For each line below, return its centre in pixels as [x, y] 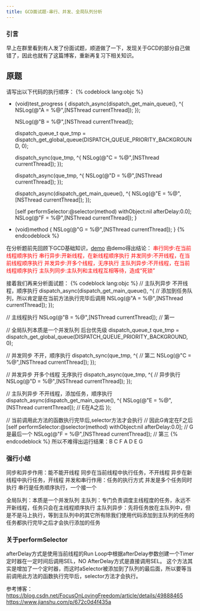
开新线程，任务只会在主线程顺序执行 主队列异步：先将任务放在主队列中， [96, 508]
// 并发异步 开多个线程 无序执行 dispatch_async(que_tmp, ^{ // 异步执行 [93, 374]
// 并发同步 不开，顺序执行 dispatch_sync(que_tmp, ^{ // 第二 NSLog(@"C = [99, 355]
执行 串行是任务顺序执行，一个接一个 [51, 488]
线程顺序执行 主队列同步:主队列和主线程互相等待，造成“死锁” [81, 270]
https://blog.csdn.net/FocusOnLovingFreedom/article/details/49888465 [95, 595]
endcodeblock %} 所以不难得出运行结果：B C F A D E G [75, 441]
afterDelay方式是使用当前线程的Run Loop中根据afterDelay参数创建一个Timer [100, 554]
